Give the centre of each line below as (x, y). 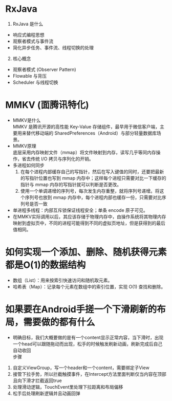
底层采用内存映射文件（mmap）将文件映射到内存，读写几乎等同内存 (84, 152)
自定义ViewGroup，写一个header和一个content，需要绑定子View (81, 368)
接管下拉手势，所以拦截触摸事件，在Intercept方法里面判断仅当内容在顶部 (89, 374)
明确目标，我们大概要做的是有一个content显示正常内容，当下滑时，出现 (88, 337)
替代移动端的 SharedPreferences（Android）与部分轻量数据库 (92, 133)
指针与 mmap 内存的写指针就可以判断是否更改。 (71, 184)
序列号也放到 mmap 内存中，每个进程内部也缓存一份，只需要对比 (93, 197)
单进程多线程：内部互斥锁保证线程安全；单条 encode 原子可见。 (80, 210)
